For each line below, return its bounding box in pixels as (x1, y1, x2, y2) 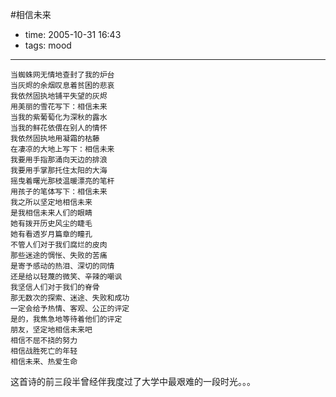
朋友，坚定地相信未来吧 (10, 325, 93, 335)
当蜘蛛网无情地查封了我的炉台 (10, 70, 115, 80)
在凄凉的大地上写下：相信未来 (10, 144, 115, 154)
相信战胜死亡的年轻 (10, 346, 78, 356)
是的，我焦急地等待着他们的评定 (10, 314, 123, 324)
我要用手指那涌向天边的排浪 (10, 155, 108, 165)
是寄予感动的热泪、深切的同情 (10, 261, 115, 271)
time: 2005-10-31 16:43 (24, 29, 122, 40)
